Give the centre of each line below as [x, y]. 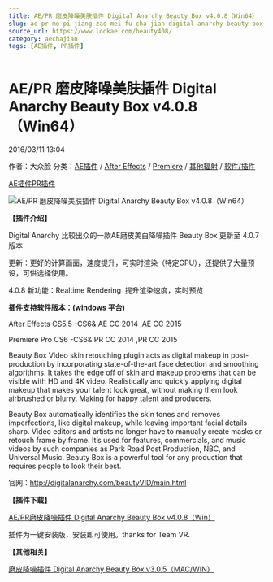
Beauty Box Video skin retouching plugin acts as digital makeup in [119, 355]
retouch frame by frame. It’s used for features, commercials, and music [127, 441]
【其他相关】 [30, 552]
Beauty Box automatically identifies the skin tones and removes [115, 415]
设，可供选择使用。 [41, 273]
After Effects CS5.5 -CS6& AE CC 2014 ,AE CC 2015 [95, 324]
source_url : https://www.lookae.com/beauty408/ [91, 31]
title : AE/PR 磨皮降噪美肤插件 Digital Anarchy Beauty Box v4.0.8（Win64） [133, 16]
